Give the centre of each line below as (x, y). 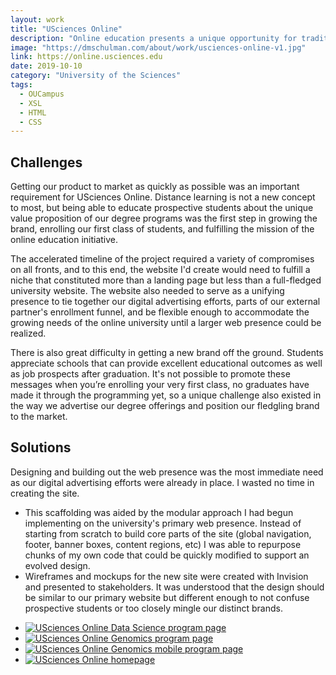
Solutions (41, 447)
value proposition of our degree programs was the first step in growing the (164, 218)
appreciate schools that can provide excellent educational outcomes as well (166, 363)
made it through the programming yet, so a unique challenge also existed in (166, 395)
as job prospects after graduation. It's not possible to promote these (150, 374)
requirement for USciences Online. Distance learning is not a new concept (163, 197)
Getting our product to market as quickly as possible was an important (155, 187)
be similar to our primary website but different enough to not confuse (167, 597)
